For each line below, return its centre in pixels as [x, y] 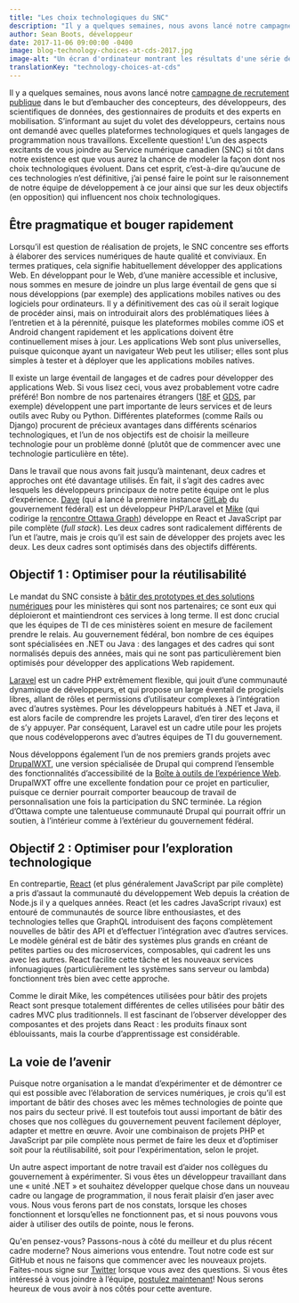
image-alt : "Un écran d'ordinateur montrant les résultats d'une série [145, 59]
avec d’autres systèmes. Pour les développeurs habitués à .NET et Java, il [145, 708]
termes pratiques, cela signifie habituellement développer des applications [146, 265]
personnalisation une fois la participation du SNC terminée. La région [136, 801]
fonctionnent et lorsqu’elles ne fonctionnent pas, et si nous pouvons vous [144, 1215]
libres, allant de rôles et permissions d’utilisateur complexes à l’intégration [145, 699]
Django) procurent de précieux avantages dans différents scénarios [133, 425]
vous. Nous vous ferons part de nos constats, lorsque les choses [128, 1205]
